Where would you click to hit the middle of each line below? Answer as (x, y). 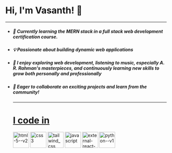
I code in (31, 121)
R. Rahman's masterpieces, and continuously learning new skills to (86, 68)
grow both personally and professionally (57, 74)
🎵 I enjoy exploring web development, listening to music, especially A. (89, 63)
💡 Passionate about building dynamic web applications (73, 49)
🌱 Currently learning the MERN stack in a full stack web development (88, 31)
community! (26, 92)
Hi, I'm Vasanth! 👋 (44, 10)
